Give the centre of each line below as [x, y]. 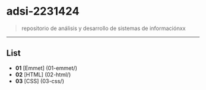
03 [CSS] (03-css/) [40, 81]
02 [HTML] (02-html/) [43, 74]
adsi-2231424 [43, 11]
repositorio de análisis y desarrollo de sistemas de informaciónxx [103, 28]
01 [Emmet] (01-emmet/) [46, 68]
